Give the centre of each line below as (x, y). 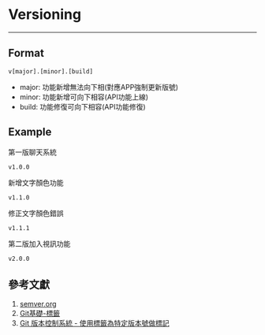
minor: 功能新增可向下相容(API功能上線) (84, 97)
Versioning (45, 15)
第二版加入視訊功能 (39, 244)
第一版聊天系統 (32, 152)
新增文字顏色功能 (36, 182)
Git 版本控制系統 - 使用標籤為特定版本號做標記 (94, 323)
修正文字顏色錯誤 (36, 213)
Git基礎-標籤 (40, 314)
